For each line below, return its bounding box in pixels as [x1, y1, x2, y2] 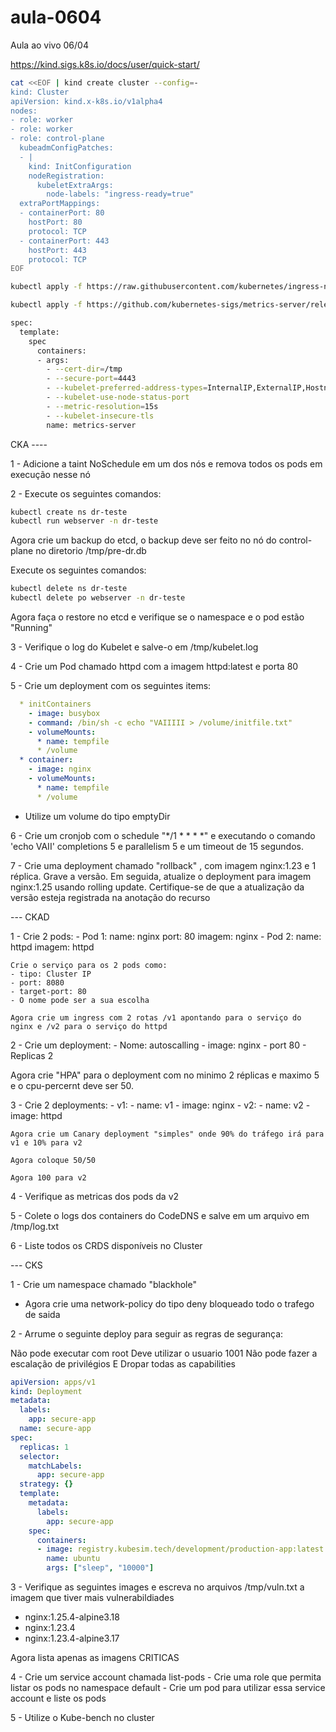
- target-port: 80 [10, 986, 87, 996]
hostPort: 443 [28, 245, 87, 255]
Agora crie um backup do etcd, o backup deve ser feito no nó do [10, 534, 277, 546]
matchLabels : [28, 1461, 83, 1471]
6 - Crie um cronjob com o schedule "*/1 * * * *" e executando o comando [10, 829, 316, 841]
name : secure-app [19, 1424, 92, 1434]
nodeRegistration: [28, 171, 105, 181]
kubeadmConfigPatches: [19, 143, 114, 153]
